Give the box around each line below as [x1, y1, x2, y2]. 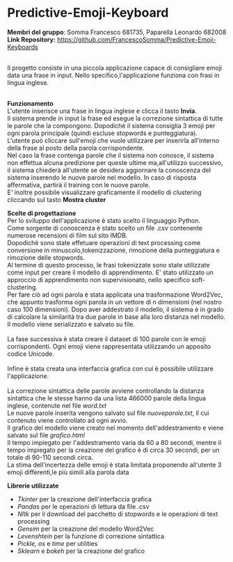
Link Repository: [7, 35, 56, 43]
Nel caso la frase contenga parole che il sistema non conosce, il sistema [7, 151, 214, 159]
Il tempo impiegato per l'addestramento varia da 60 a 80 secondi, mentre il [7, 438, 221, 446]
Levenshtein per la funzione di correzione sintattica [17, 531, 165, 540]
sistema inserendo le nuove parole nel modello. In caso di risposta [7, 173, 197, 182]
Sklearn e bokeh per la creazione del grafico [17, 547, 145, 555]
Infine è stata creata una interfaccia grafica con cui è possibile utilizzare [7, 364, 214, 373]
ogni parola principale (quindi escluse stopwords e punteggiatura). [7, 129, 198, 137]
